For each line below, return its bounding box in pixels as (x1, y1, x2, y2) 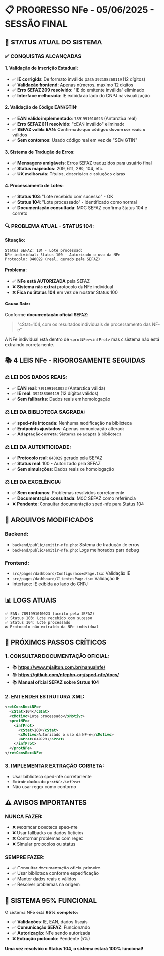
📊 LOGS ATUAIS (5, 596, 57, 604)
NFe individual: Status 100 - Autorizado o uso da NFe (5, 252, 121, 258)
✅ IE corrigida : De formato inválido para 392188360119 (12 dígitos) (12, 76, 146, 82)
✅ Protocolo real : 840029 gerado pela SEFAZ (12, 455, 103, 461)
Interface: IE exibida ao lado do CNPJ (12, 581, 88, 587)
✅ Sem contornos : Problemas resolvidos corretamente (12, 490, 125, 496)
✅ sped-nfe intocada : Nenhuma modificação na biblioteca (12, 420, 132, 426)
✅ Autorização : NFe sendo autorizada (12, 930, 90, 936)
